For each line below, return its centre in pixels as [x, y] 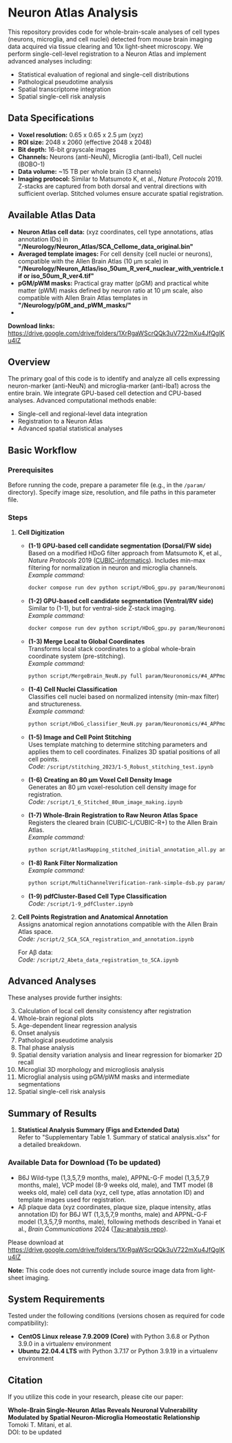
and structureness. [55, 704]
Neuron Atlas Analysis [73, 13]
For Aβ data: [35, 952]
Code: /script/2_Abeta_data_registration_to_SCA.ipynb [98, 959]
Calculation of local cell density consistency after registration [104, 1011]
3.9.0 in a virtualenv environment [64, 1344]
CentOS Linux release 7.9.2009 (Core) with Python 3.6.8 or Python [114, 1337]
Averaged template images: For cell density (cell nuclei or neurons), [115, 254]
